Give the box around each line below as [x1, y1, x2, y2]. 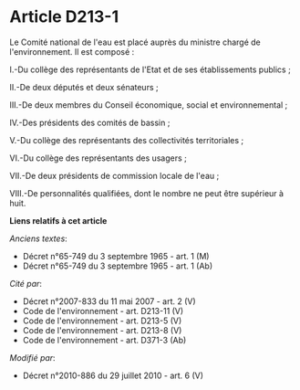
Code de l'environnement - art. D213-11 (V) [22, 305, 184, 316]
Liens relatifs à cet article [9, 215, 108, 226]
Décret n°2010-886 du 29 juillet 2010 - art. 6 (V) [22, 370, 203, 381]
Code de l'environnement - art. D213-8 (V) [22, 324, 182, 335]
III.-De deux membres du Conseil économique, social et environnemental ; [9, 99, 288, 111]
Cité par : [9, 278, 43, 289]
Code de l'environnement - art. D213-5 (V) [22, 315, 182, 326]
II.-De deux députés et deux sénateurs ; [9, 81, 159, 92]
